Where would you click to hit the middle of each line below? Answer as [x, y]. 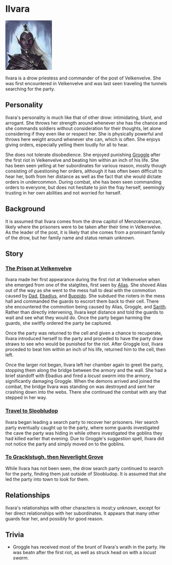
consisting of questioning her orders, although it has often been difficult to [84, 171]
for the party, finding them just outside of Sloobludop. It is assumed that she [86, 474]
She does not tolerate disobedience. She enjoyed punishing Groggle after [83, 154]
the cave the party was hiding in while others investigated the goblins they [84, 433]
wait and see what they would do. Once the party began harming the [78, 318]
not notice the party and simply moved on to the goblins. [65, 444]
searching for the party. [30, 89]
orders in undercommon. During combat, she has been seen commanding [83, 182]
